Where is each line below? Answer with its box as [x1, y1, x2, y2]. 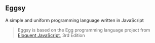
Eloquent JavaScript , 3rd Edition [17, 32, 85, 38]
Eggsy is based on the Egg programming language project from [17, 27, 150, 33]
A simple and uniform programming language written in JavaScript [5, 17, 144, 23]
